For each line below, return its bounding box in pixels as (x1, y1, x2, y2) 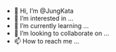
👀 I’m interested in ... (13, 14, 74, 22)
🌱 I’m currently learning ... (13, 22, 89, 30)
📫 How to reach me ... (13, 37, 79, 45)
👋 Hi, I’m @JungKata (13, 7, 74, 15)
